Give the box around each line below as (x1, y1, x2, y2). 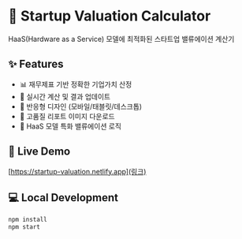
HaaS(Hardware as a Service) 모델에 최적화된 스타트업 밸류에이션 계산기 (8, 34, 235, 43)
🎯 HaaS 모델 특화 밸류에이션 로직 (19, 121, 122, 131)
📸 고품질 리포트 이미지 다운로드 (19, 111, 116, 121)
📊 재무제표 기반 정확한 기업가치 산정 (19, 79, 132, 89)
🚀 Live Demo (8, 145, 71, 159)
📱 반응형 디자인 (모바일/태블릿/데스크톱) (19, 102, 143, 111)
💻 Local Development (8, 191, 118, 204)
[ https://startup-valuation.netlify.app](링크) (8, 166, 147, 176)
